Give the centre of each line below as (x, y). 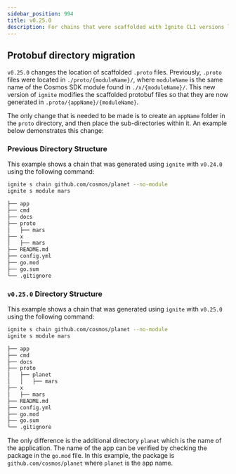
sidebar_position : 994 (40, 14)
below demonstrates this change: (55, 131)
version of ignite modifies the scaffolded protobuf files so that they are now (118, 95)
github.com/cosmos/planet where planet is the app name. (90, 463)
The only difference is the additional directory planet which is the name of (114, 441)
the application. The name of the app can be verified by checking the (107, 448)
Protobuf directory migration (71, 55)
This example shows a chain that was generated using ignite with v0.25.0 (115, 309)
